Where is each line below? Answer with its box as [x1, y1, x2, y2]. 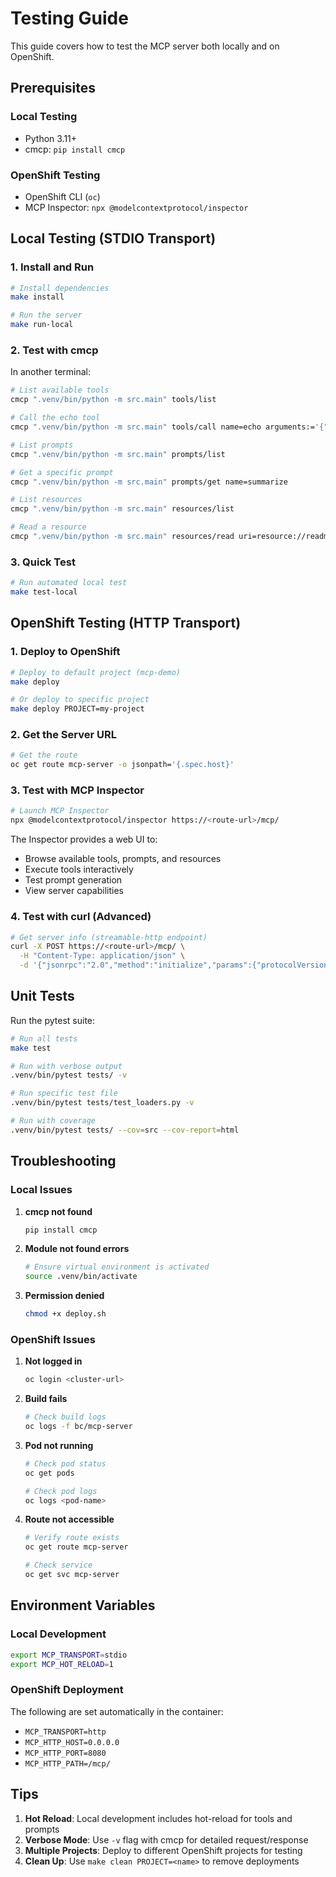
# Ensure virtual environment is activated [24, 1262, 210, 1272]
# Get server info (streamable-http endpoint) [10, 932, 208, 942]
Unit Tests [10, 988, 75, 1005]
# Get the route [10, 750, 78, 761]
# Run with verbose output [10, 1061, 123, 1071]
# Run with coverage [10, 1116, 97, 1126]
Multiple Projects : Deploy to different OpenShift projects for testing [24, 1844, 303, 1856]
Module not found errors [24, 1243, 130, 1255]
